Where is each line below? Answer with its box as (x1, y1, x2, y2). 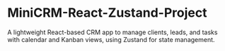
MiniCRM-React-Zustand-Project (7, 5, 207, 21)
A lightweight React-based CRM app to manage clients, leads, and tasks (7, 28, 218, 36)
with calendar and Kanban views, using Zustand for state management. (7, 35, 215, 43)
